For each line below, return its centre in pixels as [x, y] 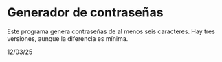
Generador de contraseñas [85, 13]
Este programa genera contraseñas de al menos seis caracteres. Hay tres [111, 31]
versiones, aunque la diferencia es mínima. [68, 38]
